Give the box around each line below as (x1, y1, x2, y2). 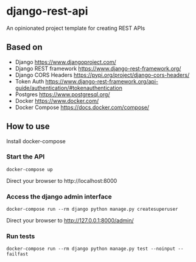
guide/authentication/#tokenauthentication (15, 84, 123, 91)
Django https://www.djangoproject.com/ (15, 58, 117, 65)
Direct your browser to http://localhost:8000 (6, 177, 117, 184)
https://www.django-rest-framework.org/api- (45, 77, 158, 85)
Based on (6, 42, 43, 52)
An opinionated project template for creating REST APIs (6, 24, 145, 32)
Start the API (6, 152, 45, 161)
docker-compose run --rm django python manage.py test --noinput (6, 246, 175, 252)
